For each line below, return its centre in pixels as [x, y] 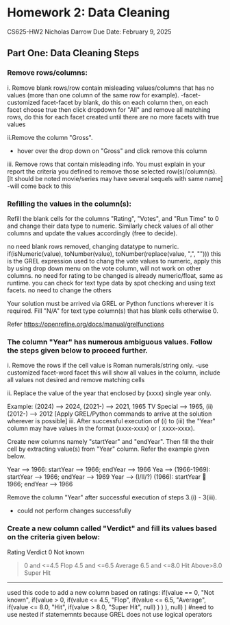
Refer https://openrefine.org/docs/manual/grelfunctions [86, 324]
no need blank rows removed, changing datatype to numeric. [93, 246]
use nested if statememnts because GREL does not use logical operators [110, 614]
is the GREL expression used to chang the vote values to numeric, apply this [114, 261]
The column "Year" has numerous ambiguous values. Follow [110, 342]
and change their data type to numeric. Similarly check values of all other [110, 226]
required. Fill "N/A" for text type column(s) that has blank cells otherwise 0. [113, 311]
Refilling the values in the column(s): [69, 204]
